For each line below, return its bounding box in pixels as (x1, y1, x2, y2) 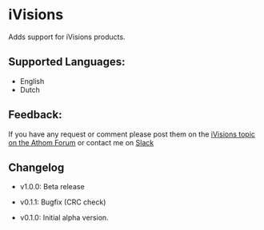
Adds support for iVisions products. (8, 32, 126, 42)
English (19, 76, 45, 85)
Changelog (8, 161, 65, 174)
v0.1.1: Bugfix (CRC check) (19, 197, 106, 207)
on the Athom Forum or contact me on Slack (8, 137, 154, 147)
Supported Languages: (8, 55, 126, 69)
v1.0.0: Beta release (19, 182, 86, 192)
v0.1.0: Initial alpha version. (19, 213, 110, 223)
